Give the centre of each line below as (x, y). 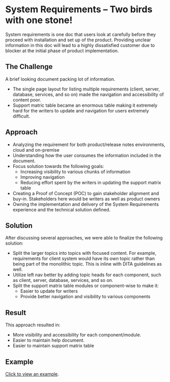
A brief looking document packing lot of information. (60, 79)
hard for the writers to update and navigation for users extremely (81, 110)
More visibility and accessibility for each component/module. (77, 335)
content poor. (27, 100)
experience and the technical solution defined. (62, 209)
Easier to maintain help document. (48, 340)
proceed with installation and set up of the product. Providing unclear (78, 40)
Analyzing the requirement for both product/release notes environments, (89, 145)
